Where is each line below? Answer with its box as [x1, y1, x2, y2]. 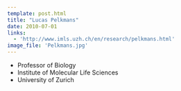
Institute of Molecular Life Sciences [17, 68, 119, 77]
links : [7, 29, 26, 37]
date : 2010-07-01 [7, 23, 58, 30]
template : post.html [7, 10, 67, 17]
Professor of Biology [17, 61, 76, 69]
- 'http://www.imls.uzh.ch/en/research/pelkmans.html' [13, 36, 175, 43]
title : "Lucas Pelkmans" [7, 17, 79, 23]
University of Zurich [17, 76, 75, 83]
